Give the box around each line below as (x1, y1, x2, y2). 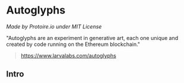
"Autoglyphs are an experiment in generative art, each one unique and (6, 34, 179, 41)
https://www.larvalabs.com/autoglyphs (20, 52, 117, 59)
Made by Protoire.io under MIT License (6, 23, 102, 30)
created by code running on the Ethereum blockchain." (6, 41, 141, 48)
